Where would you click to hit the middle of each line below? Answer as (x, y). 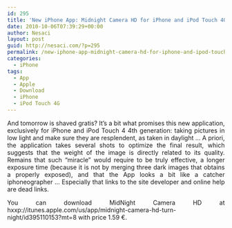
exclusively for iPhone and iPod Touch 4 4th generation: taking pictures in (116, 130)
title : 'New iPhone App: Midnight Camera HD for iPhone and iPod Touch (112, 20)
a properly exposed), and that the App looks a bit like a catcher (116, 174)
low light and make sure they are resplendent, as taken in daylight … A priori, (116, 137)
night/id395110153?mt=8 (42, 217)
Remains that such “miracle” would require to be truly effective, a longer (116, 160)
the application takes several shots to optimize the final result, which (116, 145)
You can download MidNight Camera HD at (116, 202)
